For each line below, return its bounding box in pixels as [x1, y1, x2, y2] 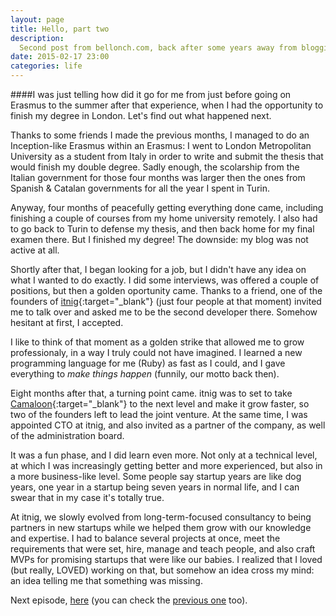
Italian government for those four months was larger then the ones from [10, 172, 306, 183]
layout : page [10, 14, 65, 25]
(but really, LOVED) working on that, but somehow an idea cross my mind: [10, 564, 315, 576]
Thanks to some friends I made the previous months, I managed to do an [10, 129, 310, 141]
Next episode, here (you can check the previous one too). [10, 594, 248, 606]
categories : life [10, 61, 83, 71]
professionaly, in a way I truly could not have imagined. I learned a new [10, 347, 303, 358]
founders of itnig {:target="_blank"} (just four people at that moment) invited [10, 296, 322, 307]
